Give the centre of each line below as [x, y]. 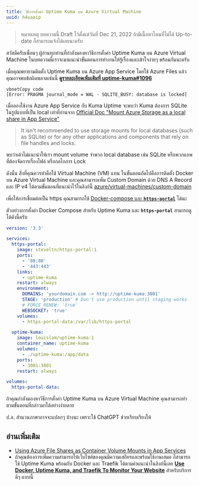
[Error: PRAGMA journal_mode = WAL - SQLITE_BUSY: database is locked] [97, 94]
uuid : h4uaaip [24, 17]
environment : [33, 289]
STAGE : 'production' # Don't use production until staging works [104, 299]
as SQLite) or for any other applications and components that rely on [105, 137]
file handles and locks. [48, 143]
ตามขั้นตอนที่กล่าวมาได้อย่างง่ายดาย [40, 405]
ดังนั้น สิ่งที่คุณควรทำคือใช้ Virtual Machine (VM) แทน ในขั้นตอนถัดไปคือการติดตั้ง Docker [100, 173]
